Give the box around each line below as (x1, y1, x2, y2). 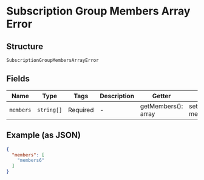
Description (100, 92, 135, 100)
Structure (6, 41, 44, 52)
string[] (37, 106, 63, 113)
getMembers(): (140, 102, 183, 110)
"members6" (17, 158, 45, 164)
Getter (152, 92, 171, 100)
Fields (6, 74, 30, 84)
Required (67, 105, 94, 114)
